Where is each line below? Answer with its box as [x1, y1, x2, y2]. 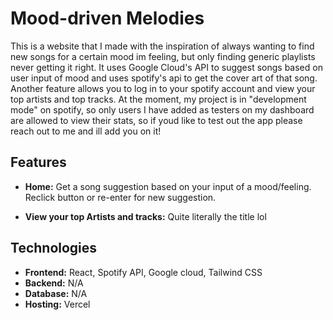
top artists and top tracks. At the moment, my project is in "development [10, 93, 307, 105]
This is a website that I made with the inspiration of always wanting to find [10, 40, 315, 52]
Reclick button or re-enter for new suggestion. [24, 191, 217, 203]
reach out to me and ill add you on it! [10, 125, 162, 137]
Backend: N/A [24, 277, 84, 289]
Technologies [10, 240, 98, 257]
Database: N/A [24, 287, 88, 299]
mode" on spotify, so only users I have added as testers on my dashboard [10, 103, 315, 116]
